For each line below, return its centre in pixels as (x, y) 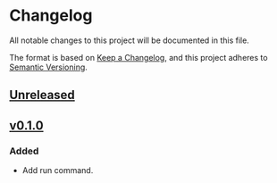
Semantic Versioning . (48, 67)
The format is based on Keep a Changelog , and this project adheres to (138, 57)
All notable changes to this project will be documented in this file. (130, 40)
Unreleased (42, 95)
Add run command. (58, 171)
